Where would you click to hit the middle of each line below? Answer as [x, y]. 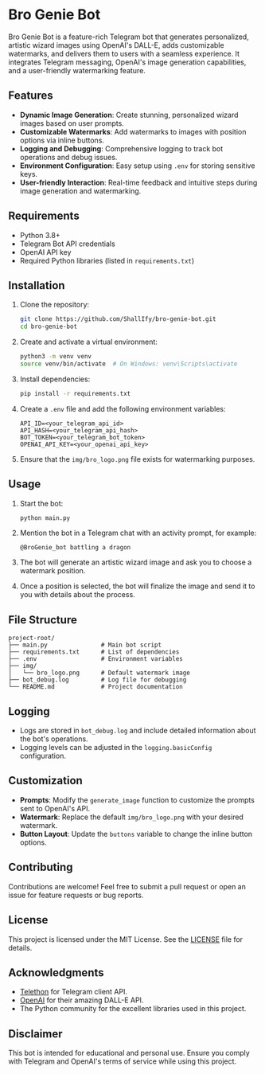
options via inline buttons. [62, 140]
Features [31, 96]
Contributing [41, 867]
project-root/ [32, 639]
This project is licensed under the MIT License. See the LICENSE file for [126, 939]
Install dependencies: [55, 379]
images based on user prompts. [72, 123]
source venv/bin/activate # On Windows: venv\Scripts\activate [129, 364]
